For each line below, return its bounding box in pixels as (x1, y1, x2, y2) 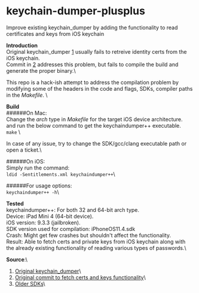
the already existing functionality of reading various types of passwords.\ (6, 244, 186, 251)
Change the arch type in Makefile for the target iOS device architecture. (6, 115, 183, 123)
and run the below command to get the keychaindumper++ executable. (6, 122, 181, 129)
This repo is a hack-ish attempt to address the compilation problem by (6, 79, 179, 86)
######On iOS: (6, 158, 45, 165)
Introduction (6, 42, 38, 49)
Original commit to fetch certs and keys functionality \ (14, 273, 146, 281)
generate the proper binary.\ (6, 67, 76, 74)
